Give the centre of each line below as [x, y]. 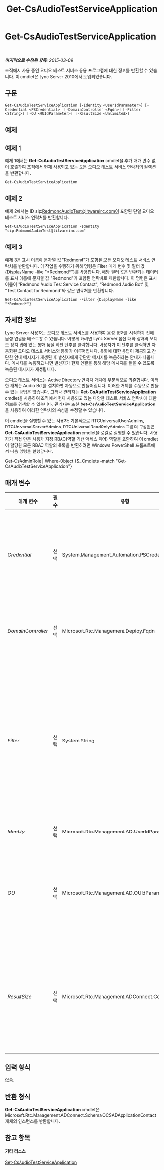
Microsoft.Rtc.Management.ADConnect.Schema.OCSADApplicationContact [81, 1115]
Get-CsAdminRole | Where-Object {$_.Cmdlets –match [60, 461]
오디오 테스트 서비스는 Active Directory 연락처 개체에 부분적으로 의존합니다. [77, 380]
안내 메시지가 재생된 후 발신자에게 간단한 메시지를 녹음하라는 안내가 [78, 357]
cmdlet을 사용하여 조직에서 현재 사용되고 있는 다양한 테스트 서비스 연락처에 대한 [81, 398]
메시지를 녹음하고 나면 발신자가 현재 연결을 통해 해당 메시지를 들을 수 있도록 [83, 363]
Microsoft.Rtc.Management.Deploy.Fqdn [109, 631]
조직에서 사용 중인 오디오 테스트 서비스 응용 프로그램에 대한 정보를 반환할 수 [77, 70]
